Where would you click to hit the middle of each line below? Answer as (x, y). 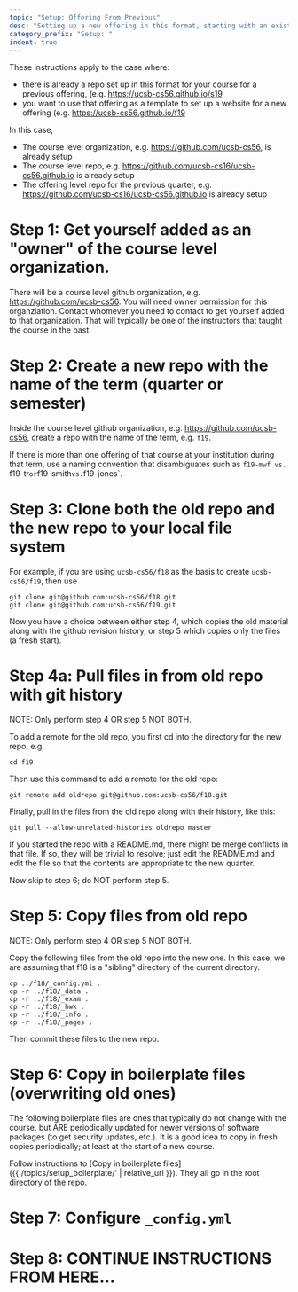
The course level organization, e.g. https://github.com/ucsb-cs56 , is (146, 147)
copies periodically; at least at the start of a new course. (112, 1146)
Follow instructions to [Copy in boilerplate (85, 1163)
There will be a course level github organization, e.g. (105, 293)
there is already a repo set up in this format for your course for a (139, 84)
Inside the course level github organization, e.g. (96, 428)
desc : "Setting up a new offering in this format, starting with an (138, 26)
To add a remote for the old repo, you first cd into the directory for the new (145, 736)
